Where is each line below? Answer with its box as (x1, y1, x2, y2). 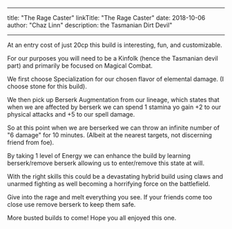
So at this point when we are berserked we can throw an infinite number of (7, 123, 220, 132)
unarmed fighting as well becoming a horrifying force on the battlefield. (7, 180, 211, 188)
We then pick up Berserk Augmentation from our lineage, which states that (7, 96, 220, 103)
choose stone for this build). (7, 82, 88, 90)
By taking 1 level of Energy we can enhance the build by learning (7, 152, 191, 159)
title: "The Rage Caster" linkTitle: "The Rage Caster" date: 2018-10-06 (7, 14, 206, 21)
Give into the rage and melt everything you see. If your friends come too (7, 193, 213, 201)
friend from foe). (7, 139, 55, 146)
